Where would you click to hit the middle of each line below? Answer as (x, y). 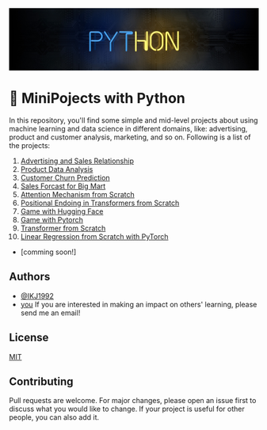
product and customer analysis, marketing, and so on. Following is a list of (130, 137)
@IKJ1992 (37, 295)
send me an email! (50, 313)
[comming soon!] (48, 252)
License (29, 338)
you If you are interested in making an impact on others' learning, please (139, 304)
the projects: (30, 145)
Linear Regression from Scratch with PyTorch (94, 236)
